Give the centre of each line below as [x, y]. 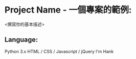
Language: [21, 40]
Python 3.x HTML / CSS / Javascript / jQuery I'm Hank [59, 51]
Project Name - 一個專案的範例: [68, 10]
